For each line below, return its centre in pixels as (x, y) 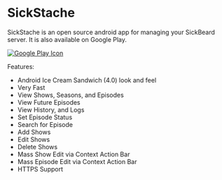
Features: (21, 66)
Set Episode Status (45, 117)
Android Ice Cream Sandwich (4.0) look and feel (87, 80)
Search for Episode (45, 124)
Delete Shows (37, 147)
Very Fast (31, 87)
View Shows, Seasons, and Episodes (70, 95)
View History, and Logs (51, 110)
